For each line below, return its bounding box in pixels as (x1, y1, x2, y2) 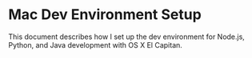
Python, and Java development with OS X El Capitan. (8, 40, 182, 49)
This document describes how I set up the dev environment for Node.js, (8, 32, 246, 41)
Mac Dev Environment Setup (8, 6, 202, 24)
